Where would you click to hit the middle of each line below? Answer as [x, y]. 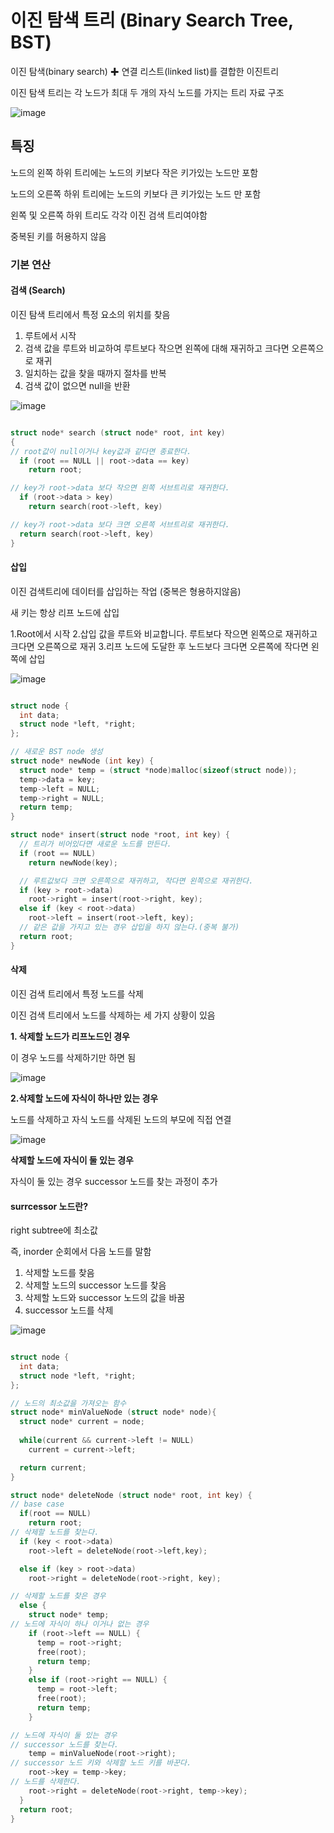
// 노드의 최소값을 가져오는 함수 [68, 1403]
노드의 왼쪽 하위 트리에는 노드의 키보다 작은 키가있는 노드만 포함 [134, 172]
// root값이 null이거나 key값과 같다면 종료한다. [101, 451]
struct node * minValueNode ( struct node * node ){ [113, 1412]
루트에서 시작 [50, 335]
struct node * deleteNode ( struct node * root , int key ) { [131, 1495]
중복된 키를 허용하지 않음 [58, 236]
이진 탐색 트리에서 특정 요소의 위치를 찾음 [90, 314]
